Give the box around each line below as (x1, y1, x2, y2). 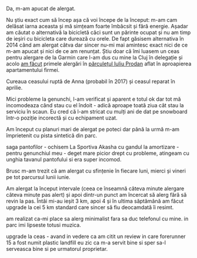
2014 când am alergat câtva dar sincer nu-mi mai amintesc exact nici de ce (6, 41, 188, 48)
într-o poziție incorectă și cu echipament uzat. (6, 114, 118, 121)
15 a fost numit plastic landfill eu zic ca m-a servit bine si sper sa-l (6, 239, 166, 246)
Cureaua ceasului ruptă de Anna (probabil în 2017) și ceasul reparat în (6, 78, 175, 85)
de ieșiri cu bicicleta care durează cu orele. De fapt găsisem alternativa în (6, 35, 184, 42)
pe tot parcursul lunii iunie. (6, 174, 71, 180)
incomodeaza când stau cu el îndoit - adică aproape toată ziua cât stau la (6, 102, 184, 108)
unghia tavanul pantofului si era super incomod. (6, 156, 122, 163)
